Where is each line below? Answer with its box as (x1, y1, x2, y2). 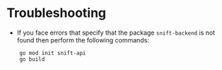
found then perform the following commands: (16, 35, 150, 44)
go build (19, 55, 45, 63)
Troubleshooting (6, 5, 107, 21)
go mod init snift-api (19, 49, 86, 57)
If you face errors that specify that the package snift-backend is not (16, 28, 216, 37)
